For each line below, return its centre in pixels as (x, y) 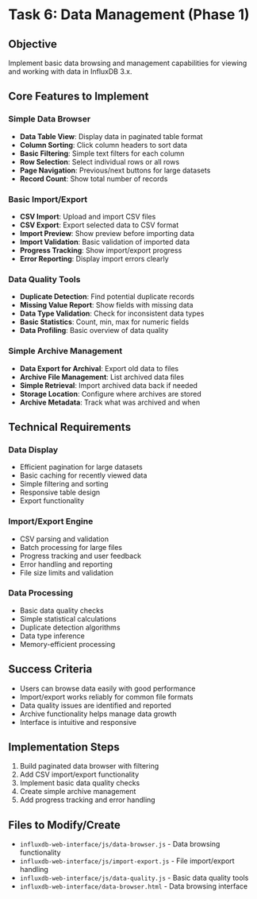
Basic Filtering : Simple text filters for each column (102, 153)
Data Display (33, 449)
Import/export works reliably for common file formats (106, 696)
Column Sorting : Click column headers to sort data (104, 145)
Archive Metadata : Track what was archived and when (110, 402)
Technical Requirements (70, 427)
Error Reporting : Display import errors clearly (94, 258)
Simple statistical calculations (68, 618)
